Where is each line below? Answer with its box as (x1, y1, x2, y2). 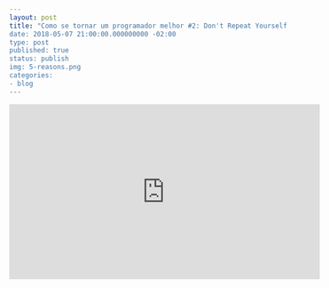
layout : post (9, 12, 58, 22)
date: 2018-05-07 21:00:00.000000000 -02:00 (9, 29, 176, 38)
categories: (9, 71, 53, 80)
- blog (9, 79, 34, 88)
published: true (9, 46, 69, 55)
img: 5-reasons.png (9, 63, 82, 72)
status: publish (9, 54, 69, 63)
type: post (9, 37, 50, 47)
